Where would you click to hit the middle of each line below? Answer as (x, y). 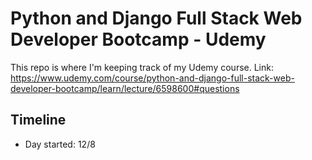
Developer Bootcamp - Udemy (138, 39)
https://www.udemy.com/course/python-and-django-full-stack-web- (152, 78)
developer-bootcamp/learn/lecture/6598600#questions (125, 88)
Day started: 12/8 (60, 144)
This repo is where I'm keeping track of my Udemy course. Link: (142, 67)
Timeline (38, 120)
